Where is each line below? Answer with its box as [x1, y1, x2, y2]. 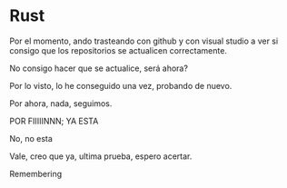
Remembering [9, 168, 63, 179]
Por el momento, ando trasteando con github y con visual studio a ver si [9, 35, 279, 46]
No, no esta [9, 133, 53, 143]
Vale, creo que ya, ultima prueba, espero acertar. [9, 151, 193, 162]
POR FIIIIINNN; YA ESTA [9, 115, 99, 126]
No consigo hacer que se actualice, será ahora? [9, 63, 189, 74]
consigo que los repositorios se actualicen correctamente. [9, 45, 227, 55]
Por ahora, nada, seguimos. [9, 97, 113, 109]
